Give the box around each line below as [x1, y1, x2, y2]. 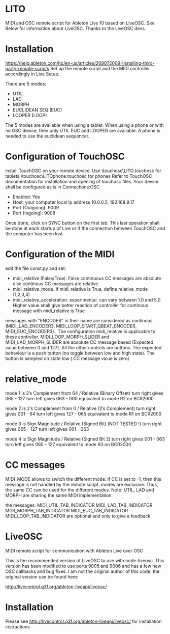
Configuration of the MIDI [5, 249, 115, 260]
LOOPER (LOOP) [12, 112, 47, 118]
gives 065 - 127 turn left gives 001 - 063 [5, 426, 89, 432]
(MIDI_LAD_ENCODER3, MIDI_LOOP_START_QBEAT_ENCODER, [5, 323, 137, 329]
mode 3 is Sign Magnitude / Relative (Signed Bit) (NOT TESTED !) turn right [5, 421, 162, 427]
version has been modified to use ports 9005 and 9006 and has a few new [5, 563, 161, 569]
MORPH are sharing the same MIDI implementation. [5, 492, 113, 498]
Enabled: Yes [12, 194, 40, 200]
